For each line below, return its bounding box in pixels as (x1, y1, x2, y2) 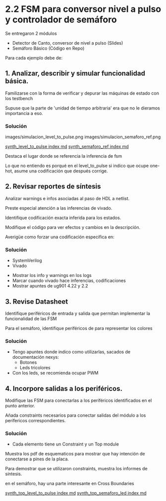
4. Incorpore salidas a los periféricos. (5, 384, 123, 392)
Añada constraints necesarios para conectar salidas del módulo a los (5, 412, 146, 418)
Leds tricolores (19, 365, 51, 371)
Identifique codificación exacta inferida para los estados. (5, 215, 121, 221)
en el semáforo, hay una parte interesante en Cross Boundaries (5, 481, 134, 487)
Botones (19, 359, 37, 365)
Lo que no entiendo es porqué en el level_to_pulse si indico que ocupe (5, 163, 149, 169)
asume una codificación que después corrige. (14, 168, 108, 174)
